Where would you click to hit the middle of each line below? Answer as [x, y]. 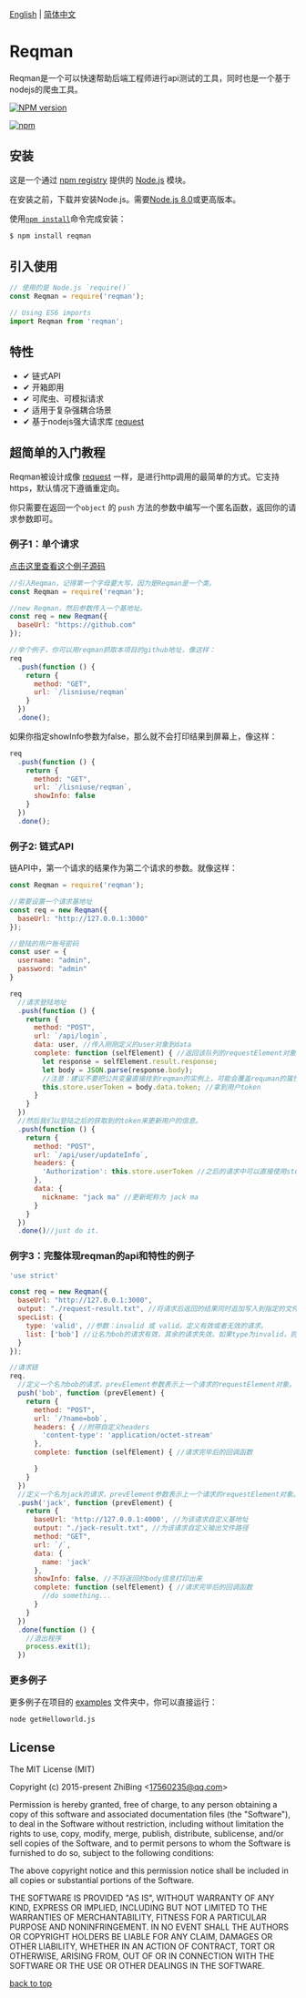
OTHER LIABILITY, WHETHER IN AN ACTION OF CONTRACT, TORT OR [142, 1947]
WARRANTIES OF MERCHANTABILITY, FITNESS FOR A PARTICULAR [138, 1918]
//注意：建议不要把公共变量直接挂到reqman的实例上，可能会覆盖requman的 [164, 1079]
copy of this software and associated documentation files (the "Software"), [150, 1814]
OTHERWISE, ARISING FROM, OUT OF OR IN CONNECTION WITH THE [142, 1956]
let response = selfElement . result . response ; [130, 1061]
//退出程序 [44, 1638]
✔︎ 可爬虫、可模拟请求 [63, 398]
